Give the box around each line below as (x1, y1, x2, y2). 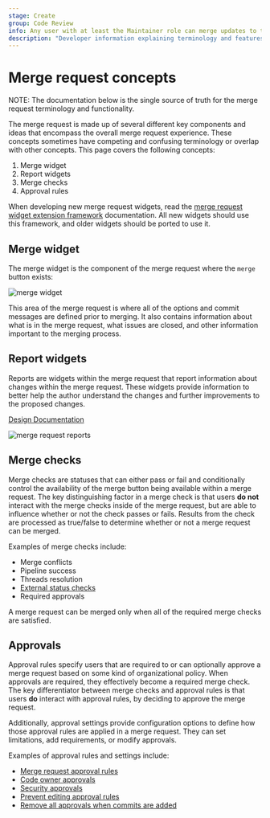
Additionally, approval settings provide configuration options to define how (8, 718, 256, 728)
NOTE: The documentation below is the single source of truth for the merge (8, 96, 259, 105)
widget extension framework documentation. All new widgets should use (8, 211, 249, 220)
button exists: (8, 272, 54, 281)
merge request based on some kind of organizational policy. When (8, 669, 229, 678)
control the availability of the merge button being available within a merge (8, 483, 252, 493)
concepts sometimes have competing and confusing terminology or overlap (8, 137, 260, 146)
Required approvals (19, 591, 85, 601)
